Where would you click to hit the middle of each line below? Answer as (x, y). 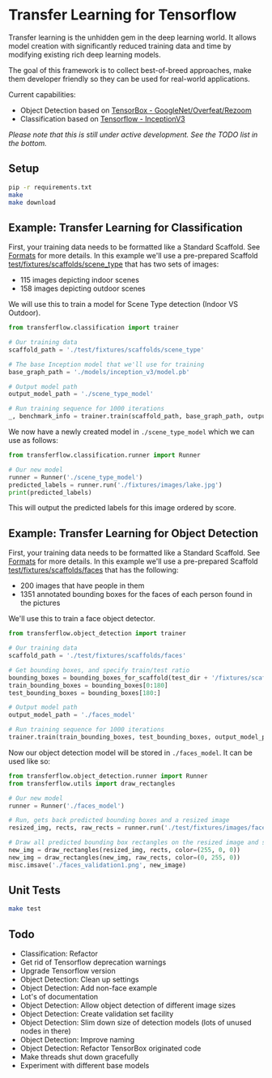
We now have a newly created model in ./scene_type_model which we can (132, 432)
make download (32, 202)
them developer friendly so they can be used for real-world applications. (130, 79)
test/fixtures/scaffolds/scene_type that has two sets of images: (114, 264)
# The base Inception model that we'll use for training (106, 364)
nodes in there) (45, 1031)
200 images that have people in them (82, 586)
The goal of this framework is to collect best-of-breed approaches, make (130, 70)
